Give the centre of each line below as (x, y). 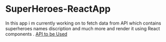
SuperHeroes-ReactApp (58, 9)
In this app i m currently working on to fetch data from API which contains (83, 23)
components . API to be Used (36, 34)
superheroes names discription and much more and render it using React (83, 28)
